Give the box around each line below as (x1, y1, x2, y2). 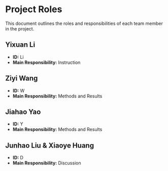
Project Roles (5, 4, 62, 15)
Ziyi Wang (5, 74, 38, 83)
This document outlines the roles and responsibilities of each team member (5, 20, 163, 26)
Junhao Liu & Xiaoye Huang (5, 141, 94, 150)
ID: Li (12, 54, 24, 60)
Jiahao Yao (5, 108, 41, 116)
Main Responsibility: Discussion (12, 160, 81, 166)
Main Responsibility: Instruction (12, 59, 81, 65)
